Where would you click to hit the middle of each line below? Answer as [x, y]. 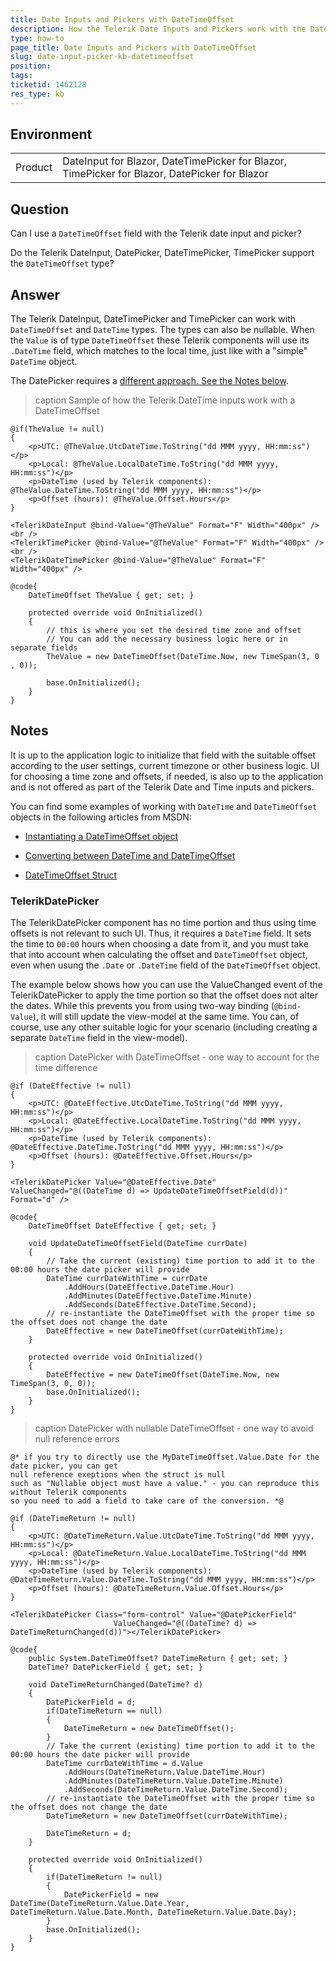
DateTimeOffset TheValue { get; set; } [111, 596]
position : [31, 66]
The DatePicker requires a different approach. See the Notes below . [149, 381]
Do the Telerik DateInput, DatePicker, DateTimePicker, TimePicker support [162, 253]
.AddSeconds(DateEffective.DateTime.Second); [160, 1305]
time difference [66, 1068]
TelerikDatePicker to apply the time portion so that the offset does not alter [164, 995]
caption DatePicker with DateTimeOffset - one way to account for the [177, 1057]
